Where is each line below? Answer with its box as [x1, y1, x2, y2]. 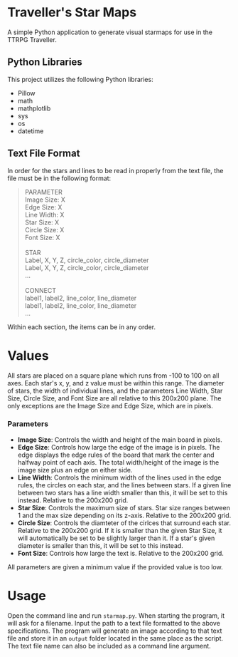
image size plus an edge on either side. [17, 465, 133, 474]
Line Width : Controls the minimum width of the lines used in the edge [17, 473, 222, 482]
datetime [17, 126, 44, 135]
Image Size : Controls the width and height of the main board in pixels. [17, 435, 222, 444]
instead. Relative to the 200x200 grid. [17, 496, 129, 505]
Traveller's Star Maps [7, 4, 137, 21]
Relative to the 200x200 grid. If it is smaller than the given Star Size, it [17, 526, 222, 534]
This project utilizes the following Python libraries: [7, 75, 154, 83]
